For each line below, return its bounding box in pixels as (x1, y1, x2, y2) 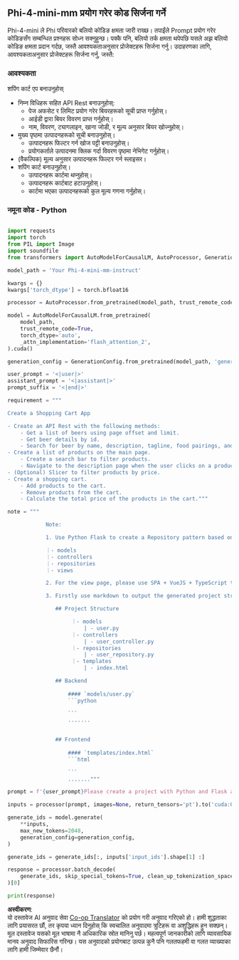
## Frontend (55, 736, 91, 744)
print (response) (7, 892, 55, 899)
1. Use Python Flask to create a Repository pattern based (45, 534, 224, 541)
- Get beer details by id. (20, 436, 100, 443)
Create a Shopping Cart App (7, 409, 91, 417)
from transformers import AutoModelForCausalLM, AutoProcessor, (7, 254, 202, 261)
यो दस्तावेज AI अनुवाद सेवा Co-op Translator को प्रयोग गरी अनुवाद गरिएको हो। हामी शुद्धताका (7, 913, 227, 922)
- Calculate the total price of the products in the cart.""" (20, 496, 208, 503)
